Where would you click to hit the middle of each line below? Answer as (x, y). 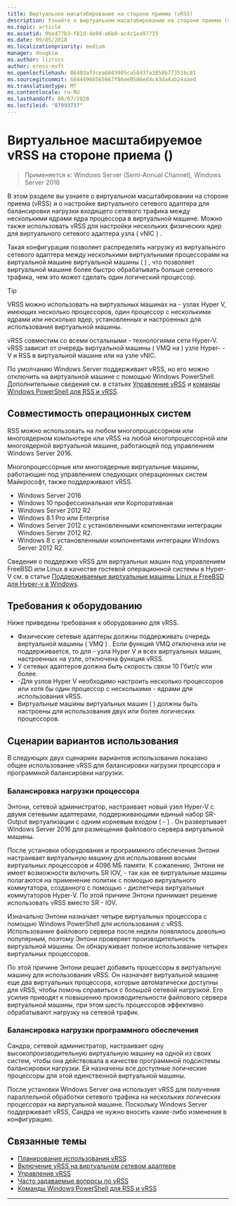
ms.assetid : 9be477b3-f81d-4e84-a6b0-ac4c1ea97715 (83, 33)
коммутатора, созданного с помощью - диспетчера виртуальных (106, 888)
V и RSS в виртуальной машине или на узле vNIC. (82, 355)
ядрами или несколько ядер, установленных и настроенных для (104, 319)
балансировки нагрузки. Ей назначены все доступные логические (107, 1068)
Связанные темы (47, 1142)
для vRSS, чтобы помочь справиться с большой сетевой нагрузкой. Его (115, 990)
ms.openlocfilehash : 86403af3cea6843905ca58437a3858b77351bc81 (102, 73)
